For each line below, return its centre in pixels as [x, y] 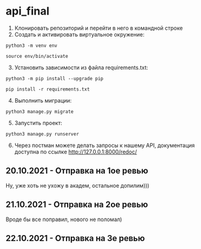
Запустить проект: [38, 123]
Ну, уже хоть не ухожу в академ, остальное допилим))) [77, 185]
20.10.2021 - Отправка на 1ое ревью [77, 171]
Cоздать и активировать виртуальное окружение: [79, 34]
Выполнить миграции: [43, 100]
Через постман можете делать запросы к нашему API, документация [104, 145]
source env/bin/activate [37, 56]
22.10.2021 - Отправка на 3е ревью [75, 238]
